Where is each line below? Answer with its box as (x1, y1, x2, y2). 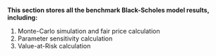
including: (7, 13, 38, 22)
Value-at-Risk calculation (17, 42, 91, 50)
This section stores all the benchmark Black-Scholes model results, (7, 6, 210, 14)
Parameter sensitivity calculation (17, 34, 113, 43)
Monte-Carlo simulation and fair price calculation (17, 27, 160, 35)
